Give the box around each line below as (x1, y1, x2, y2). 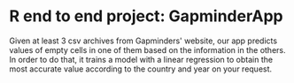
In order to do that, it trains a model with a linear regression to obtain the (9, 54, 273, 64)
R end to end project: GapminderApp (9, 6, 283, 26)
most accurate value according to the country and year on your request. (9, 64, 273, 74)
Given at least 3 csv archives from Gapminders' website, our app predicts (9, 35, 277, 46)
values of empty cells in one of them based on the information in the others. (9, 44, 286, 55)
